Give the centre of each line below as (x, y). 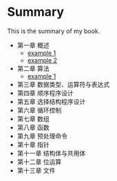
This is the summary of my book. (54, 31)
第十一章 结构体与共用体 (51, 153)
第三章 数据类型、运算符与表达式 (63, 84)
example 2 (42, 60)
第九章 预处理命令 (42, 136)
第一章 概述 (33, 45)
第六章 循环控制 (39, 110)
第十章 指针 (33, 145)
